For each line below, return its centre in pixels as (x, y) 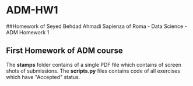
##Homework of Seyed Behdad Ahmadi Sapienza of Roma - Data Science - (97, 26)
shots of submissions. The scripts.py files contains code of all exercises (93, 71)
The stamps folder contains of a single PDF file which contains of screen (94, 64)
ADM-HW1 (32, 10)
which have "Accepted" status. (43, 77)
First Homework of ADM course (65, 51)
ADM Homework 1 (28, 32)
